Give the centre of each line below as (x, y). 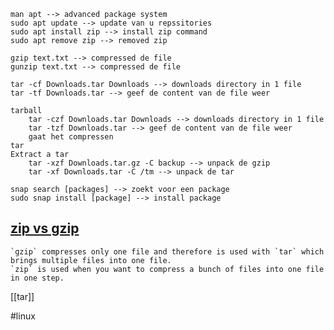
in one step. (37, 278)
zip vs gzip (45, 228)
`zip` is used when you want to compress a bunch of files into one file (167, 269)
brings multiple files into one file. (91, 260)
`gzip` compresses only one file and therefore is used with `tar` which (167, 251)
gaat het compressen (71, 137)
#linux (23, 316)
